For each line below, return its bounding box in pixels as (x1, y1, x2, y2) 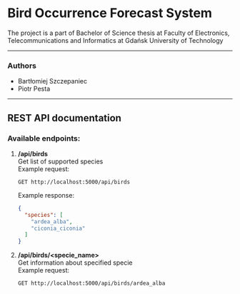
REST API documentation (7, 112, 121, 124)
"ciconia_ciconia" (31, 225, 86, 232)
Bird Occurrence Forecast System (7, 5, 213, 21)
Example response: (17, 191, 75, 199)
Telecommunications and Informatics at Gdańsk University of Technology (7, 36, 224, 44)
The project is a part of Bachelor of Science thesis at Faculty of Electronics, (7, 29, 230, 37)
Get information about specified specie (17, 258, 133, 267)
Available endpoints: (7, 133, 81, 143)
